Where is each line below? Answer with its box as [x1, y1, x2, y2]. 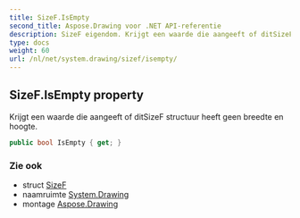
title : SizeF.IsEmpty [9, 13, 90, 22]
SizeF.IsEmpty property [9, 88, 145, 103]
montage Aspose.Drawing [21, 198, 119, 209]
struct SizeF [21, 180, 67, 190]
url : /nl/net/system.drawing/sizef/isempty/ [9, 54, 178, 63]
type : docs [9, 38, 50, 47]
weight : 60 [9, 46, 50, 55]
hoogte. [9, 121, 38, 131]
